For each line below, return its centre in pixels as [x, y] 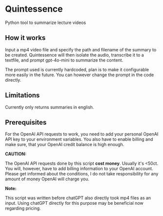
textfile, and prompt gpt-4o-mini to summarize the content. [64, 60]
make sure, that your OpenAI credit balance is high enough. [65, 145]
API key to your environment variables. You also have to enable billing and [79, 139]
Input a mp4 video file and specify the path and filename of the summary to [81, 49]
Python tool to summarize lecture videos [45, 22]
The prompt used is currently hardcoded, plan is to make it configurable [77, 69]
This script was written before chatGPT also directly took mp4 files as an [78, 198]
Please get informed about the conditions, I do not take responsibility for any [82, 174]
